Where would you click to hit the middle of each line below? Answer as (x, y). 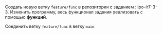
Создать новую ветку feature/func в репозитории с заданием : (71, 7)
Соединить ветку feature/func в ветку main (50, 26)
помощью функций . (26, 17)
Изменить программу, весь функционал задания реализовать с (76, 12)
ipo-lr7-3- (147, 7)
